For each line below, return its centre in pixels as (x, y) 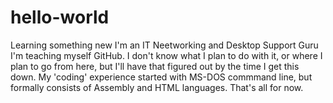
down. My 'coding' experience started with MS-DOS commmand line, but (161, 77)
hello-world (60, 17)
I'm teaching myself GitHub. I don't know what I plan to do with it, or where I (166, 55)
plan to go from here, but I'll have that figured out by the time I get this (155, 66)
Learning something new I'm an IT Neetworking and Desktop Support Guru (164, 45)
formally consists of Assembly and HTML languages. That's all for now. (157, 87)
